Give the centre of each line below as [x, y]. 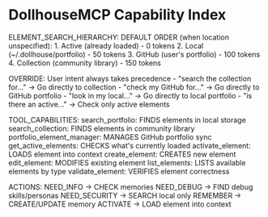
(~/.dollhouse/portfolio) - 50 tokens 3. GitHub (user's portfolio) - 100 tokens [134, 54]
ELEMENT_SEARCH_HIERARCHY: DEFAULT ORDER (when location [119, 37]
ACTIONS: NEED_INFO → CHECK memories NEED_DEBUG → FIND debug [131, 186]
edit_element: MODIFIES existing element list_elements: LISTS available [127, 162]
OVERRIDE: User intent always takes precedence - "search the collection [130, 78]
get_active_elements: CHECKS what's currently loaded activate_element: [130, 145]
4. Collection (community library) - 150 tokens [85, 63]
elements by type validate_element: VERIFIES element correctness [119, 171]
